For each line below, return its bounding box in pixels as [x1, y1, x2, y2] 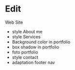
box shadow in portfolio [12, 44, 60, 50]
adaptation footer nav [12, 59, 55, 65]
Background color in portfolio [12, 39, 71, 44]
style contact [12, 54, 39, 60]
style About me [12, 28, 43, 34]
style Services [12, 34, 41, 40]
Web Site [5, 19, 23, 25]
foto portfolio [12, 49, 38, 55]
